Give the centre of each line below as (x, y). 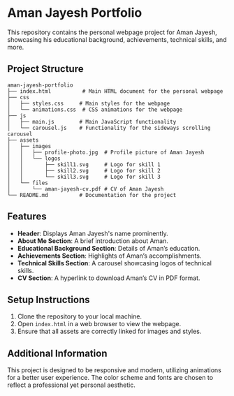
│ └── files (28, 183)
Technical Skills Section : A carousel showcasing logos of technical (114, 263)
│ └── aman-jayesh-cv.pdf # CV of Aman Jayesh (86, 189)
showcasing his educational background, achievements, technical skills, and (117, 39)
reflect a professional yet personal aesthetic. (72, 385)
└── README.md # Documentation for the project (92, 195)
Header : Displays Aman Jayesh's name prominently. (93, 233)
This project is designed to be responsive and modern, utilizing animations (115, 370)
